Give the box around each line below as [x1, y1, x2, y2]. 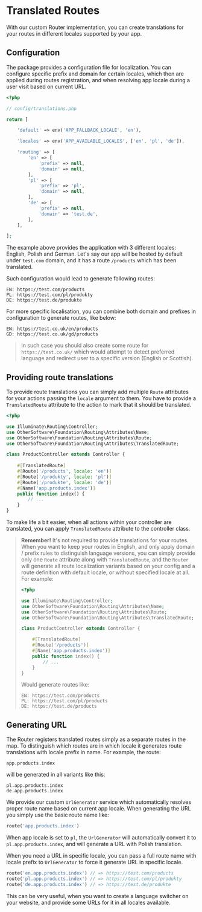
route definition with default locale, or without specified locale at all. [21, 569, 190, 576]
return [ [6, 116, 28, 123]
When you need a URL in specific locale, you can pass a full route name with [6, 852, 197, 859]
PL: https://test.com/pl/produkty [6, 292, 93, 298]
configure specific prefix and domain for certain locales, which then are [6, 70, 184, 77]
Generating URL [6, 720, 68, 730]
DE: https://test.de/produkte [6, 297, 83, 303]
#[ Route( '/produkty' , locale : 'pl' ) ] [17, 474, 112, 480]
